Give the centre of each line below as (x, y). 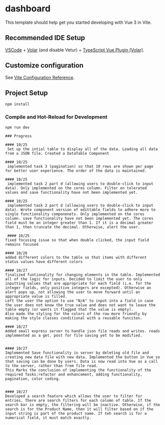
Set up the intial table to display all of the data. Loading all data (82, 149)
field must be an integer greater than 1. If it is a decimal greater (79, 223)
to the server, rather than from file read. (52, 366)
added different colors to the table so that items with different (76, 258)
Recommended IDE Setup (45, 38)
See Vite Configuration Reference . (40, 77)
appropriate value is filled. (36, 297)
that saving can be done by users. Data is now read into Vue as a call (82, 362)
